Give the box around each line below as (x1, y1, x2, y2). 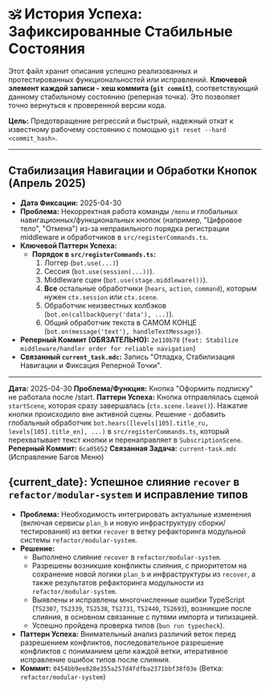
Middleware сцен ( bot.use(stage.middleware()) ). (43, 274, 208, 284)
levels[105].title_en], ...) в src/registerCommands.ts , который (8, 426, 230, 435)
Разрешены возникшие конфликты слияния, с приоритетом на (31, 560, 247, 570)
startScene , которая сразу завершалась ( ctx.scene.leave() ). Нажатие (8, 400, 248, 411)
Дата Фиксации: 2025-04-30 (19, 198, 122, 208)
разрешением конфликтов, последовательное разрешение (19, 637, 224, 647)
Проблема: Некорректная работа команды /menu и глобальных (19, 206, 239, 216)
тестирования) (19, 526, 71, 536)
